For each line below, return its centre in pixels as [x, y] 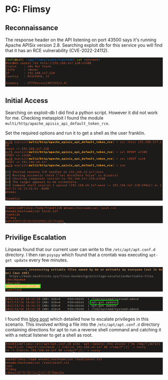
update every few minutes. [41, 260]
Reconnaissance [32, 28]
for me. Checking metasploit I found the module [54, 118]
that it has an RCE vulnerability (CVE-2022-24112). [57, 50]
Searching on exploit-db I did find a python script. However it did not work [81, 113]
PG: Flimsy [28, 9]
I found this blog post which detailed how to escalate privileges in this [77, 319]
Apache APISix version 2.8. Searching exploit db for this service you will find [84, 45]
